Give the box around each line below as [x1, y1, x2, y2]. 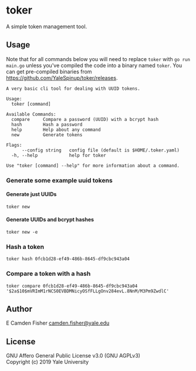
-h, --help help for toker [11, 152, 107, 158]
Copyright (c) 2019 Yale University [6, 359, 89, 366]
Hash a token [6, 243, 45, 251]
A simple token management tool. [6, 23, 87, 30]
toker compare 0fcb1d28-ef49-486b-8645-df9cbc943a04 [6, 283, 138, 289]
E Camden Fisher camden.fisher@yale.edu [6, 319, 110, 326]
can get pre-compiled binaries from [6, 68, 92, 75]
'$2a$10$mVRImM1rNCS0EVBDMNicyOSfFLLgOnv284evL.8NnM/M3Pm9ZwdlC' [6, 288, 169, 294]
